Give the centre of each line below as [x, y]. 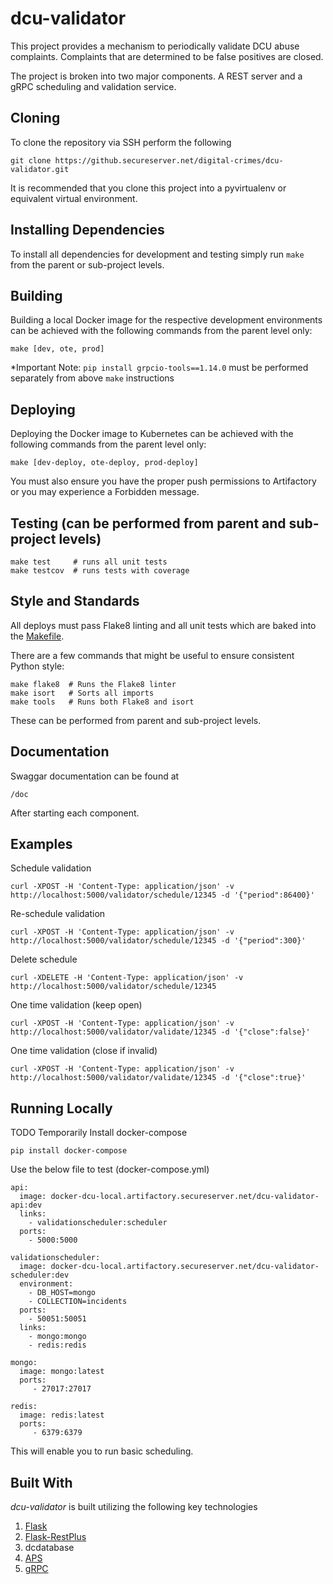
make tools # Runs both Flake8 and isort [102, 702]
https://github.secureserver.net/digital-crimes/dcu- [169, 160]
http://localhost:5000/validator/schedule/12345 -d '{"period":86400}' [162, 895]
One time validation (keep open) [76, 1005]
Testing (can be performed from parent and [148, 523]
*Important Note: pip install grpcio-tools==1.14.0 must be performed [159, 368]
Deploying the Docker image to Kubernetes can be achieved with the [152, 434]
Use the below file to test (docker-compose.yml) [110, 1169]
